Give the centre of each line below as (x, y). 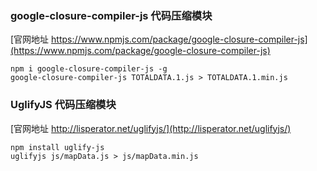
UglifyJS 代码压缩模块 (63, 105)
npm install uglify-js (57, 147)
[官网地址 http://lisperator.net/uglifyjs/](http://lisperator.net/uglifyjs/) (151, 128)
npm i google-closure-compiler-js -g (89, 69)
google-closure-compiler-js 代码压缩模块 (111, 15)
